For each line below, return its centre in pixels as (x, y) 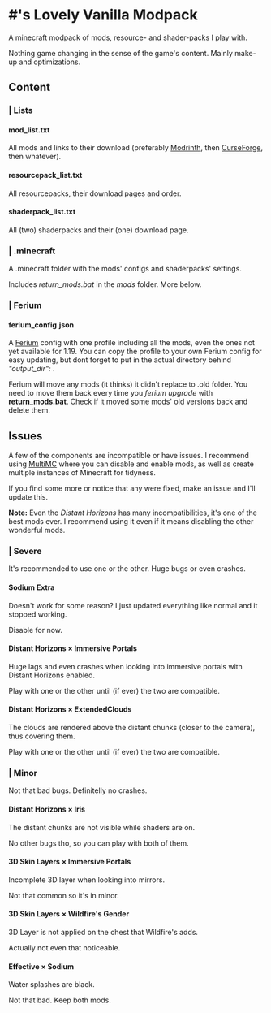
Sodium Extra (32, 587)
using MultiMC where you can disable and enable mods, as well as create (131, 464)
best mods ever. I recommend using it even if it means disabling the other (131, 522)
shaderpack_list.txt (42, 212)
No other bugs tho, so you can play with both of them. (99, 843)
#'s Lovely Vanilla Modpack (103, 15)
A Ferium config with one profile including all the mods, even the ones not (132, 343)
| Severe (25, 552)
